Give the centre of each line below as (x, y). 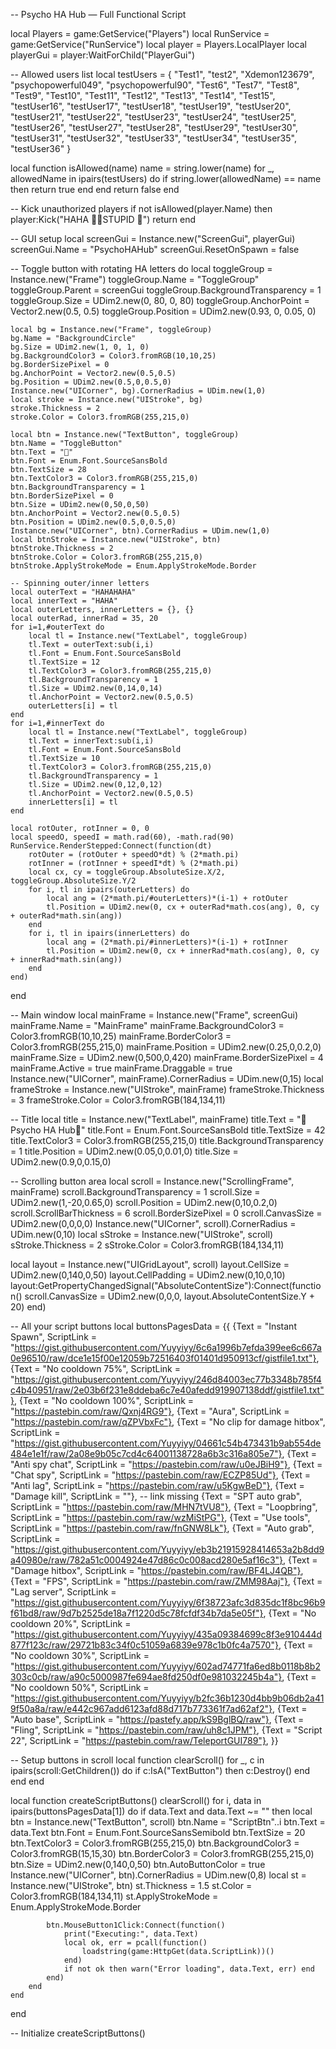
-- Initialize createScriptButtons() (78, 2033)
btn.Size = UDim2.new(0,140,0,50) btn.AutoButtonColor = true (138, 1864)
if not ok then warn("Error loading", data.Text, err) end (189, 1969)
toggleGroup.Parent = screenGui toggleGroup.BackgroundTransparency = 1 (166, 290)
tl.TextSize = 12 (64, 662)
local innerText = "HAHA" (64, 601)
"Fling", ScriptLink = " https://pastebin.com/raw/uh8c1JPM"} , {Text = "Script (166, 1730)
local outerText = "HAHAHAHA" (73, 592)
